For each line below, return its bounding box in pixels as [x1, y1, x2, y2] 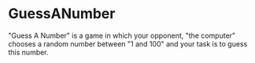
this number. [8, 47, 49, 57]
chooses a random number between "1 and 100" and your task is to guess [8, 39, 248, 48]
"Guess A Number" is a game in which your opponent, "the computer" [8, 31, 236, 40]
